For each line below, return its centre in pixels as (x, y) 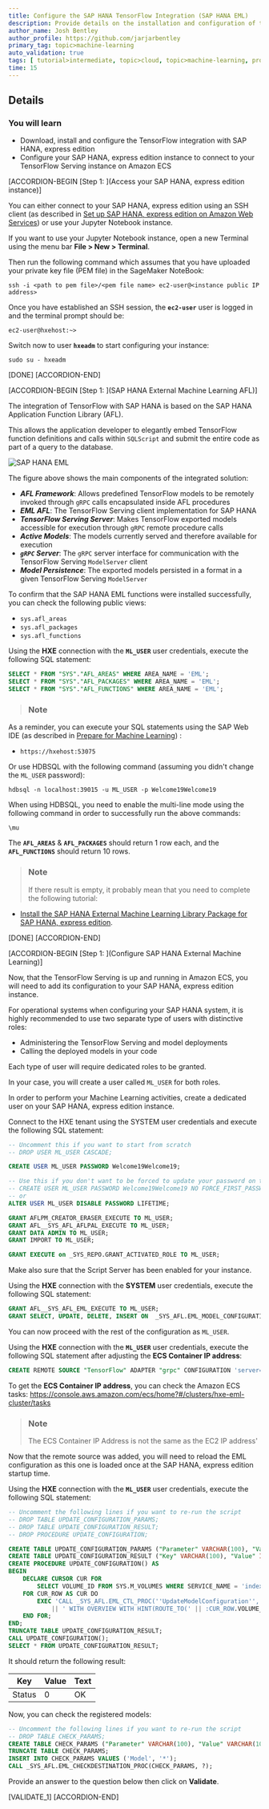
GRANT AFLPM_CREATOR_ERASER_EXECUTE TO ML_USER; (91, 1218)
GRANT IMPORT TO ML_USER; (51, 1240)
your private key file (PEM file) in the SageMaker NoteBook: (106, 271)
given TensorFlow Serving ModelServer (84, 579)
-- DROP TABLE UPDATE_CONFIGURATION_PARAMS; (84, 1520)
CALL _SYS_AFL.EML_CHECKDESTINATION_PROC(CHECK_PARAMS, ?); (111, 1767)
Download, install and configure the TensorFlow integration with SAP (133, 140)
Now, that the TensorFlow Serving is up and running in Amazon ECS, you (128, 977)
